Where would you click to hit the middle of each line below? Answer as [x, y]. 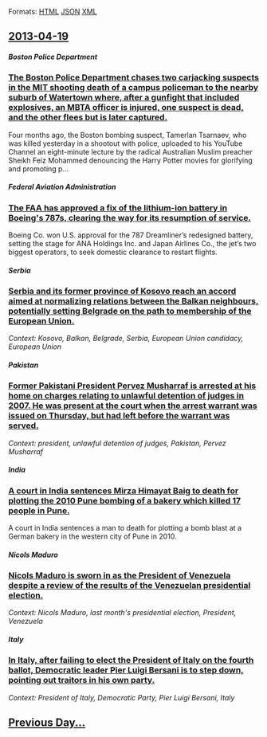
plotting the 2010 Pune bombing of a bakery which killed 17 [125, 500]
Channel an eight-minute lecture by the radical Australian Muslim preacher [131, 151]
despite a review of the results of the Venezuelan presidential [130, 586]
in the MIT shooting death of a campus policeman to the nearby [133, 88]
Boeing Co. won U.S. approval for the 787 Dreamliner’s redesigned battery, [131, 235]
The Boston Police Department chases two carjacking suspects [133, 77]
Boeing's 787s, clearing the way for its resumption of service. [130, 218]
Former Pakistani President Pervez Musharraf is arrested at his [132, 386]
